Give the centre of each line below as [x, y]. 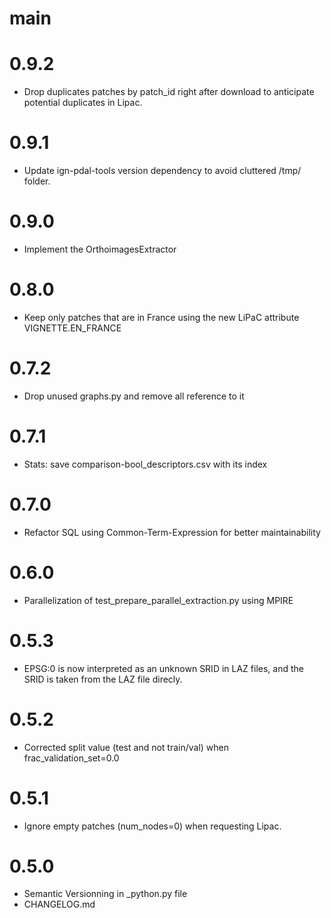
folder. [37, 181]
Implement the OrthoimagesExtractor [100, 249]
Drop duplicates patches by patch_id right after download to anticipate [169, 92]
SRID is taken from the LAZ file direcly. [103, 679]
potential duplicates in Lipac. [83, 103]
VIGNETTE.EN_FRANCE [72, 328]
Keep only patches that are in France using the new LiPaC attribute [161, 317]
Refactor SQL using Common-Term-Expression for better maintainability [172, 532]
